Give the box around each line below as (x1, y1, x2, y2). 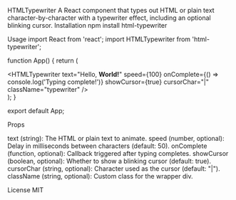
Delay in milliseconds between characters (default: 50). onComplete (7, 142, 207, 150)
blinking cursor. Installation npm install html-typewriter (7, 21, 168, 29)
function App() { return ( (7, 56, 78, 65)
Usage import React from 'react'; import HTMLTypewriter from (7, 35, 191, 43)
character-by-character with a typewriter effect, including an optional (7, 14, 212, 22)
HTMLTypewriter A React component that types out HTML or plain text (7, 6, 215, 14)
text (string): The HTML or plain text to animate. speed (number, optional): (7, 135, 225, 142)
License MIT (7, 186, 44, 194)
